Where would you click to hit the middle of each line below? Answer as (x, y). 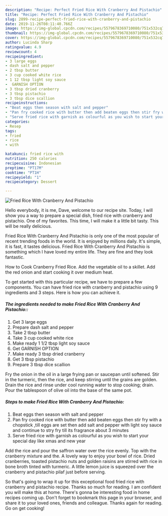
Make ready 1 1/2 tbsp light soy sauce (51, 343)
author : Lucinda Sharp (29, 43)
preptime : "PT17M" (24, 168)
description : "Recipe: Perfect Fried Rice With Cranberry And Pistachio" (84, 10)
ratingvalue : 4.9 (23, 47)
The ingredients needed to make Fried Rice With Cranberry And (72, 304)
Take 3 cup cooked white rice (43, 338)
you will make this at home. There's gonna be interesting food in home (77, 492)
